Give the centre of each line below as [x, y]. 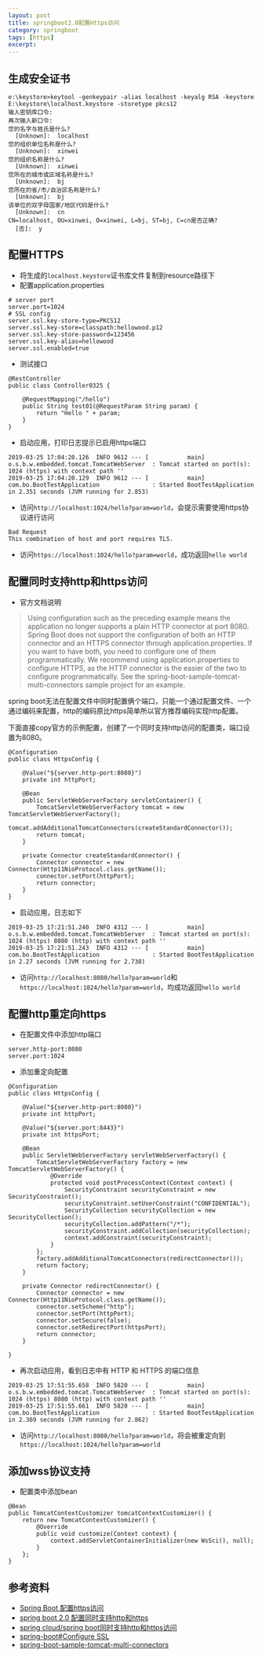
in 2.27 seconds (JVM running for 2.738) [77, 961]
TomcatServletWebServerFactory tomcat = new [110, 807]
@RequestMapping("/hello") [66, 399]
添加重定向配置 [44, 1072]
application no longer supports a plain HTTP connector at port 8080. [138, 626]
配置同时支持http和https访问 [78, 582]
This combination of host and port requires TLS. [91, 539]
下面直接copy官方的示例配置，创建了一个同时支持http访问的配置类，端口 [126, 727]
